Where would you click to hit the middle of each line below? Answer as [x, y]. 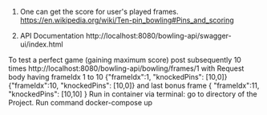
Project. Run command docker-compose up [81, 103]
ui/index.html [41, 44]
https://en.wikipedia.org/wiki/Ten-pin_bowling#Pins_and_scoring [127, 20]
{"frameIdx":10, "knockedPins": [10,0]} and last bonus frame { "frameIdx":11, [134, 85]
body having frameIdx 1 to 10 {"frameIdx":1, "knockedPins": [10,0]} [118, 77]
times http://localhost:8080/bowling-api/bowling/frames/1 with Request [126, 68]
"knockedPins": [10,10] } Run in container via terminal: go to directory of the [133, 94]
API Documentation [52, 36]
